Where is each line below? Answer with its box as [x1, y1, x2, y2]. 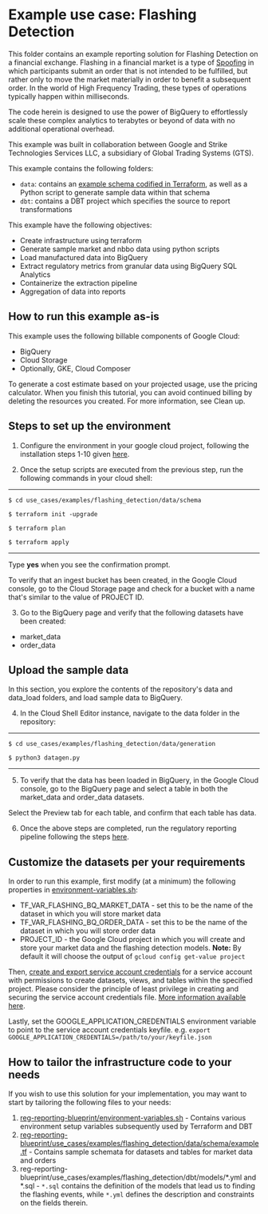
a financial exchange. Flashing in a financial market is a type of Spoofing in [8, 58, 254, 67]
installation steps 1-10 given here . [19, 449, 130, 459]
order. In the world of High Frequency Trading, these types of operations [8, 82, 247, 93]
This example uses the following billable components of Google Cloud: [8, 331, 241, 341]
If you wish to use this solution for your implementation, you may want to [8, 1089, 247, 1098]
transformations [19, 204, 73, 214]
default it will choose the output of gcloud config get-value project [19, 952, 246, 961]
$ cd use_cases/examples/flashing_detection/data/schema [8, 496, 202, 504]
